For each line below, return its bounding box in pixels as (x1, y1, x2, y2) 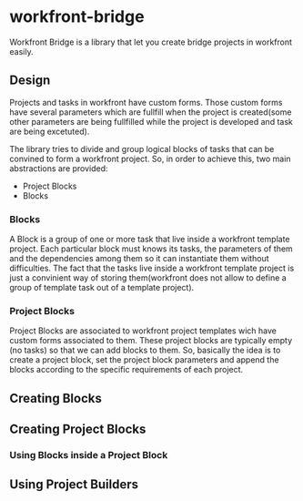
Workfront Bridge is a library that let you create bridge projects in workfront (9, 36, 293, 47)
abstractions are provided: (9, 162, 108, 174)
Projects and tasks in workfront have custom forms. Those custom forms (9, 97, 283, 107)
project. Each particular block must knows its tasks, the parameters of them (9, 243, 293, 254)
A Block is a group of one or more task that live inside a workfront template (9, 234, 290, 245)
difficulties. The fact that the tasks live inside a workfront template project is (9, 262, 295, 274)
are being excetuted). (9, 126, 90, 137)
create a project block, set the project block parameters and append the (9, 354, 279, 365)
